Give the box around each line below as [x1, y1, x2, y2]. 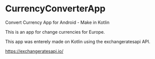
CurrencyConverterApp [5, 3, 106, 14]
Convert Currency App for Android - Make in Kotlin [5, 19, 110, 25]
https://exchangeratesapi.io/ [5, 48, 63, 54]
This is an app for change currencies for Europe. [5, 29, 105, 35]
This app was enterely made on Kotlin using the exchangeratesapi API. [5, 38, 150, 45]
